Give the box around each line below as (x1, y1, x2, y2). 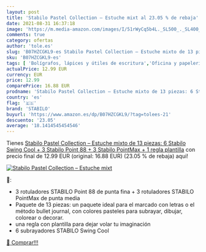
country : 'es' (6, 94, 43, 100)
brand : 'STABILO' (6, 105, 51, 112)
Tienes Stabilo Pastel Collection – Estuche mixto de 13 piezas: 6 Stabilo (6, 139, 186, 147)
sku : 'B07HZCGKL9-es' (6, 54, 62, 61)
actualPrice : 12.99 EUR (6, 65, 67, 72)
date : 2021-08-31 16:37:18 (6, 20, 75, 26)
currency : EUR (6, 72, 43, 78)
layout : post (6, 9, 40, 15)
